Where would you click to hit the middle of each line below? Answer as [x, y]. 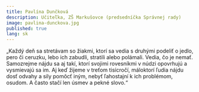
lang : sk [17, 34]
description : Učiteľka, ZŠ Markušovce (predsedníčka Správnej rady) [94, 17]
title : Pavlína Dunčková [37, 12]
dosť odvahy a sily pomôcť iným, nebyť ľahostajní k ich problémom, [90, 76]
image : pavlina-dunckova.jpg [43, 23]
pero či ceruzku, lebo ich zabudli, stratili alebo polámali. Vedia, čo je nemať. [100, 57]
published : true [26, 28]
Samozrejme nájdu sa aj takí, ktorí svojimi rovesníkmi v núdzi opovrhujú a [97, 64]
